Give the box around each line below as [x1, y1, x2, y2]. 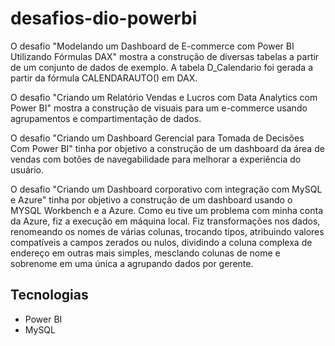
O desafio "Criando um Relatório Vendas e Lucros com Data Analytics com [10, 91, 318, 103]
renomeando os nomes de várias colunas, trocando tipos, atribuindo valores [10, 225, 325, 237]
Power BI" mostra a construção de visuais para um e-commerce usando [10, 102, 308, 114]
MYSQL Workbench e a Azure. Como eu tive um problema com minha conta [10, 204, 324, 216]
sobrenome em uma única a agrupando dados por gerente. [10, 257, 254, 269]
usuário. [10, 163, 45, 176]
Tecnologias [10, 287, 89, 304]
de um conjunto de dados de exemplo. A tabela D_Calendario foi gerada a [10, 61, 314, 73]
